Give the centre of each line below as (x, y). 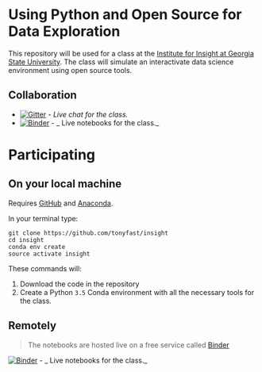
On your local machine (65, 184)
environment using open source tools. (70, 70)
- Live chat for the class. (88, 114)
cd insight (26, 240)
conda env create (37, 247)
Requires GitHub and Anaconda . (61, 203)
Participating (52, 154)
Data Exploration (64, 31)
